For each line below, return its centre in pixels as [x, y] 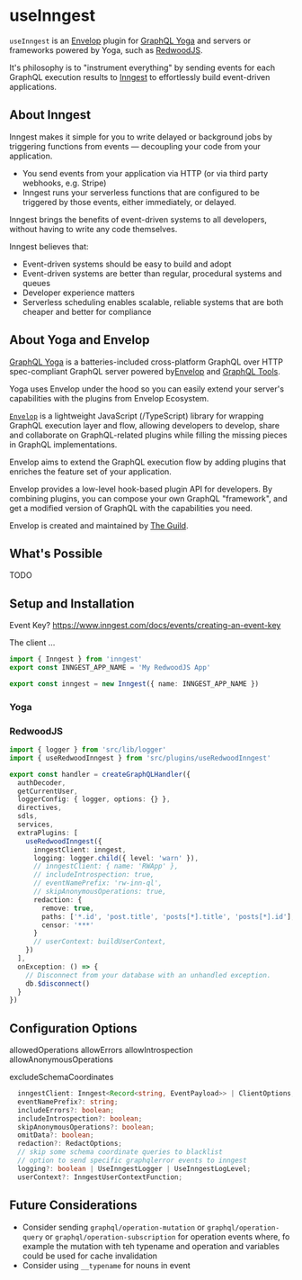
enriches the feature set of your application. [91, 471]
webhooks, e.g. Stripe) [64, 183]
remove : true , [68, 908]
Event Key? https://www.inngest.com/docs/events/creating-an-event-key [145, 626]
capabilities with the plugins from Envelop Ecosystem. [109, 398]
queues [36, 283]
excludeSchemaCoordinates [62, 1077]
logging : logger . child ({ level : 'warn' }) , [116, 858]
